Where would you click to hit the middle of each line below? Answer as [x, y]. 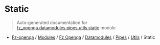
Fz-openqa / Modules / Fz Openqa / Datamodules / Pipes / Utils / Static [83, 37]
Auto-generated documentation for [52, 22]
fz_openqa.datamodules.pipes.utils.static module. [67, 27]
